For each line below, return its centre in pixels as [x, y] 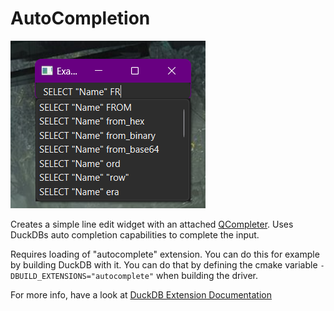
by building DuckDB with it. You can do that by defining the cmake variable [164, 264]
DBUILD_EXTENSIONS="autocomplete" [82, 276]
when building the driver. [207, 275]
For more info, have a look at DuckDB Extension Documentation [141, 294]
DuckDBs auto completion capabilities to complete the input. [135, 234]
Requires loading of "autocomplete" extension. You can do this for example [165, 254]
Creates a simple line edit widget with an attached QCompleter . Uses [152, 224]
